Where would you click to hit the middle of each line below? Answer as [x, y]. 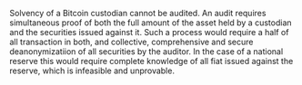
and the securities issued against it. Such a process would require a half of [149, 32]
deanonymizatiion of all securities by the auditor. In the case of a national [146, 52]
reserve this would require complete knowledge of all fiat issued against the [151, 61]
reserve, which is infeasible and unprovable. [92, 71]
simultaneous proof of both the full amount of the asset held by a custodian [151, 23]
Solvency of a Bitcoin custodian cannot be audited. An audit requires [138, 13]
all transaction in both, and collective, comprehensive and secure [131, 42]
